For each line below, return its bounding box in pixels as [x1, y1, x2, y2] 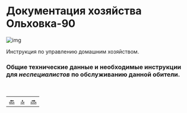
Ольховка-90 [6, 17, 76, 30]
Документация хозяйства [6, 4, 142, 18]
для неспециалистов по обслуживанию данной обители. [6, 70, 180, 79]
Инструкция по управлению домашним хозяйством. [6, 48, 140, 55]
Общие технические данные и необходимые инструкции [6, 62, 182, 71]
